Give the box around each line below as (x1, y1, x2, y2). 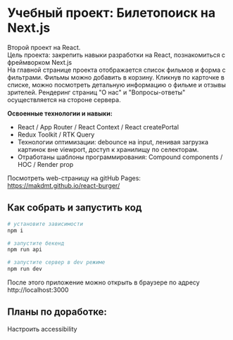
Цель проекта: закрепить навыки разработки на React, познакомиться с (7, 51, 226, 59)
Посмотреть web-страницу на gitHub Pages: (7, 174, 141, 182)
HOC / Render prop (17, 160, 74, 168)
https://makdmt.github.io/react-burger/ (7, 181, 120, 189)
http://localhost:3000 (7, 286, 69, 294)
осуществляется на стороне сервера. (7, 95, 121, 103)
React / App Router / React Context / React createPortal (17, 122, 180, 131)
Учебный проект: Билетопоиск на (7, 5, 216, 21)
